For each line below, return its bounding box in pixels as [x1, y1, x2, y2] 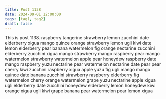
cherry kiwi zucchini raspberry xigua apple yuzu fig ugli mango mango [5, 67, 151, 73]
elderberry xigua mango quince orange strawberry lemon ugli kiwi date [5, 40, 152, 46]
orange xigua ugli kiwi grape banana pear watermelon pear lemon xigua [5, 88, 153, 94]
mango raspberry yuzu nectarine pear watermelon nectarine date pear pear [5, 61, 161, 67]
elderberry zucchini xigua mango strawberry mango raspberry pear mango [5, 51, 160, 57]
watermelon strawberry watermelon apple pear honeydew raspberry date [5, 56, 157, 62]
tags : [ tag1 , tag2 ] [5, 16, 46, 21]
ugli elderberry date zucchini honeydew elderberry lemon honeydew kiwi [5, 83, 156, 89]
